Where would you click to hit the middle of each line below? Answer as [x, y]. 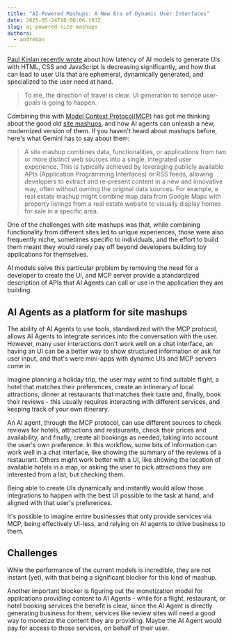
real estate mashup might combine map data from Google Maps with [122, 197]
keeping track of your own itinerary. [58, 409]
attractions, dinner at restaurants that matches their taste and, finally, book [114, 394]
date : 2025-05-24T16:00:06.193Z [54, 20]
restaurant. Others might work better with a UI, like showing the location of [114, 459]
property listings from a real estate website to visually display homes [122, 204]
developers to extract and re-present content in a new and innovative [123, 181]
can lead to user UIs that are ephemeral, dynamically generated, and [105, 75]
